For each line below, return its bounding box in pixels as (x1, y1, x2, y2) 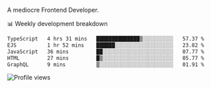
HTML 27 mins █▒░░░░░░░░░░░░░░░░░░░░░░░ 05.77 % (7, 54, 205, 61)
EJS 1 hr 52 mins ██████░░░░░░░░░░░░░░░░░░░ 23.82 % (7, 41, 205, 49)
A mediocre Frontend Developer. (7, 6, 100, 14)
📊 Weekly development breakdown (7, 20, 108, 27)
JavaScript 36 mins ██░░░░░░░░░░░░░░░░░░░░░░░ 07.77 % (7, 48, 205, 55)
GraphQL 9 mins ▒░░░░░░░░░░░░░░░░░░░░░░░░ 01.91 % (7, 61, 205, 68)
